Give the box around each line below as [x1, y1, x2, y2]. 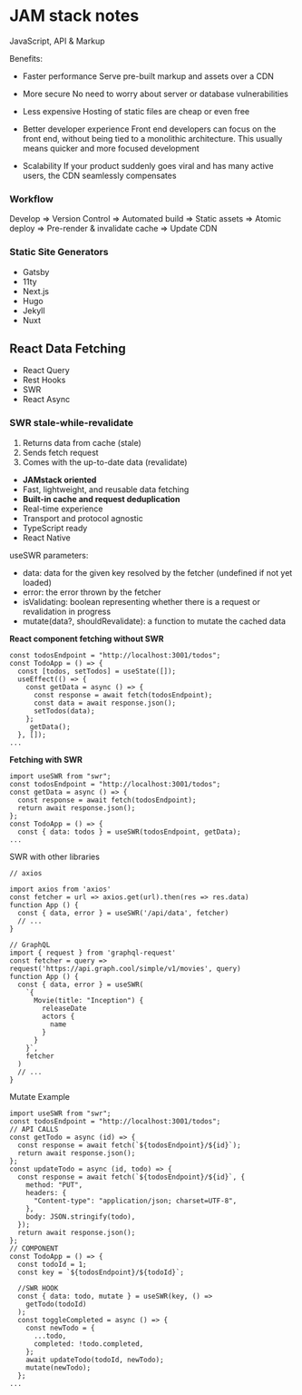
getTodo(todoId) [25, 1300, 88, 1309]
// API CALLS [9, 1124, 59, 1133]
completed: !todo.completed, [33, 1339, 144, 1349]
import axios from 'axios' [9, 885, 112, 894]
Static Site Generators [9, 246, 109, 259]
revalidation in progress [22, 606, 112, 617]
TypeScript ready [22, 522, 88, 533]
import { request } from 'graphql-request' [9, 948, 177, 957]
